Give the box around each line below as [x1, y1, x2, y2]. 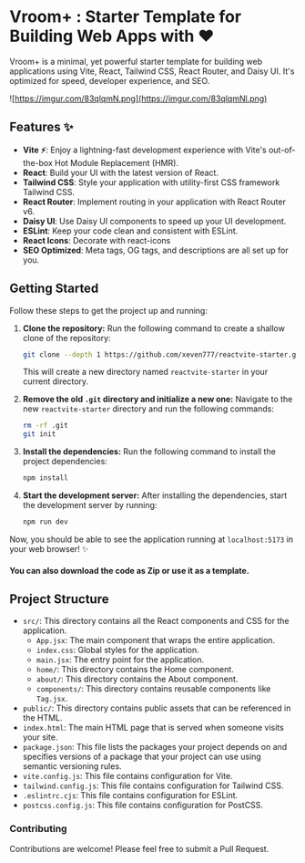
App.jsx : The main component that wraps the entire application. [36, 635, 276, 646]
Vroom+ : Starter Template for [9, 6, 242, 27]
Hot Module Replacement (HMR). [54, 157, 179, 168]
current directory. [22, 376, 89, 387]
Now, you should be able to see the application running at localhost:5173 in [9, 534, 294, 545]
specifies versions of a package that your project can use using [22, 751, 261, 763]
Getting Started [9, 281, 99, 296]
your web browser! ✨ [9, 543, 89, 554]
